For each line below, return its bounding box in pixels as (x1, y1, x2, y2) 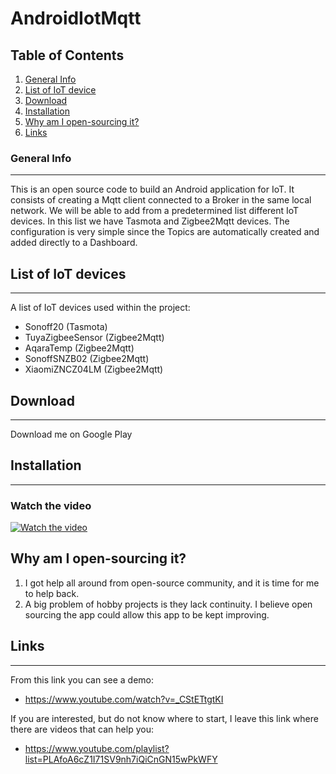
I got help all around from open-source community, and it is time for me (24, 577, 320, 589)
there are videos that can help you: (10, 723, 154, 735)
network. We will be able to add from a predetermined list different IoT (10, 205, 300, 217)
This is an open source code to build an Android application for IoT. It (10, 183, 295, 196)
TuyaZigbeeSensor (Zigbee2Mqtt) (24, 332, 165, 344)
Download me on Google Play (10, 428, 133, 440)
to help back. (24, 587, 80, 599)
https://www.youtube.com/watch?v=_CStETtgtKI (24, 693, 224, 705)
